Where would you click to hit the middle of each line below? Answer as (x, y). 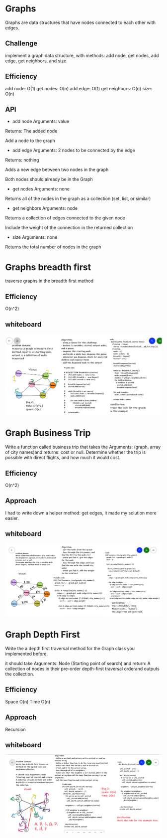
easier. (12, 518)
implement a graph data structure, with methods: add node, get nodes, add (82, 55)
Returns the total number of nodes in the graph (53, 247)
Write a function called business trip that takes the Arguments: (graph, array (83, 447)
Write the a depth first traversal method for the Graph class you (70, 648)
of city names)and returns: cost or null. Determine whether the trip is (75, 452)
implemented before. (27, 654)
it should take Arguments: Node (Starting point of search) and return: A (78, 663)
